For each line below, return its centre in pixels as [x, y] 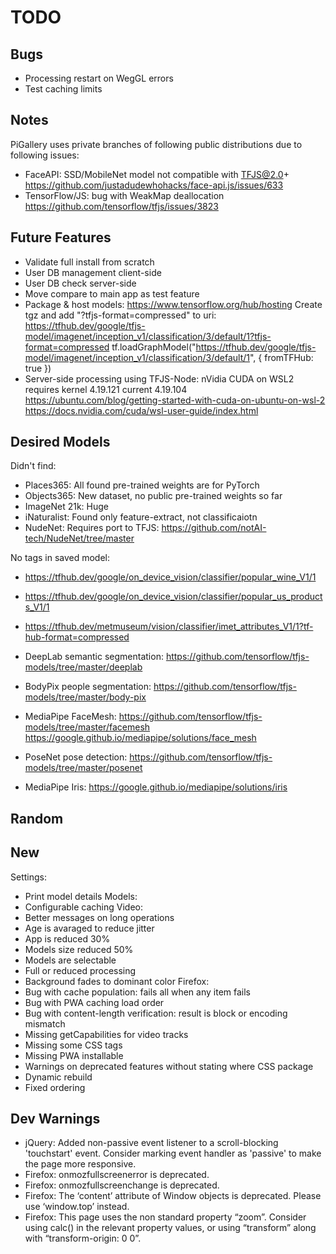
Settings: [28, 877]
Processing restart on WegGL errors [99, 78]
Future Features [61, 237]
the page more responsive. [80, 1164]
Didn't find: [33, 466]
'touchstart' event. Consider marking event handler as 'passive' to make [173, 1153]
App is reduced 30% [67, 938]
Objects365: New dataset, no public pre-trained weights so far [153, 496]
